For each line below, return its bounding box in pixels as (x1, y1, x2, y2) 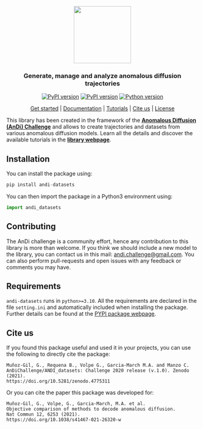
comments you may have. (6, 263, 71, 271)
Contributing (6, 221, 56, 232)
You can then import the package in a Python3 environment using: (6, 193, 173, 200)
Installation (6, 154, 50, 164)
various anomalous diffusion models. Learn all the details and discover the (6, 130, 193, 137)
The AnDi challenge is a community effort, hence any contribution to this (6, 238, 189, 245)
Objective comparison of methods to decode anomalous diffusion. (6, 406, 176, 413)
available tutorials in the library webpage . (6, 136, 112, 143)
